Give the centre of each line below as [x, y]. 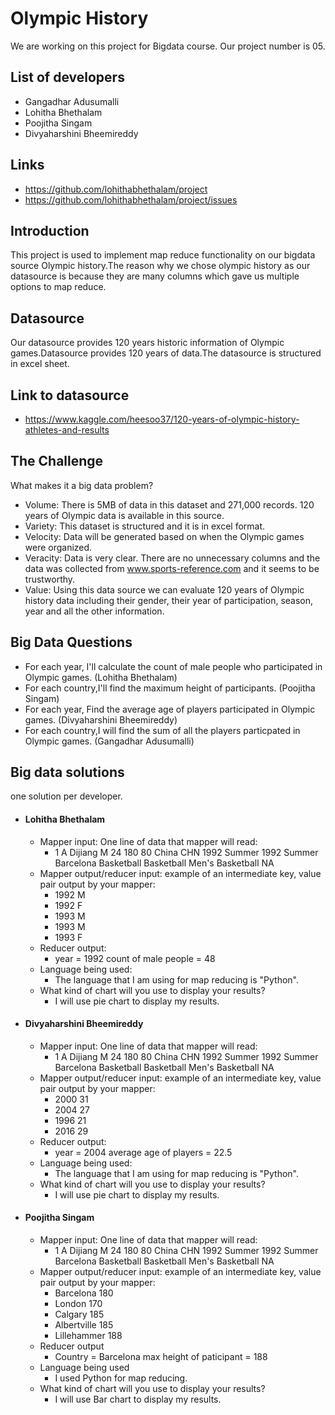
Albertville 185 [84, 1325]
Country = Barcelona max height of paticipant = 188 [161, 1357]
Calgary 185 [79, 1314]
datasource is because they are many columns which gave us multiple [155, 276]
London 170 [78, 1304]
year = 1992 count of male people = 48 [135, 958]
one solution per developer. [66, 796]
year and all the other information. [94, 611]
